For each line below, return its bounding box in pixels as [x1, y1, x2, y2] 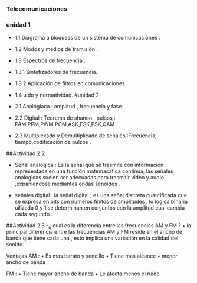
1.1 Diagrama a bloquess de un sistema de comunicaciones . [14, 34, 160, 41]
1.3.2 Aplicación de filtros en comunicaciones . [14, 80, 128, 87]
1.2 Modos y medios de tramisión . [14, 46, 98, 53]
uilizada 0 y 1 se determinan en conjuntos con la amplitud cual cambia [14, 204, 185, 211]
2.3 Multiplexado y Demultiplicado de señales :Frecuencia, [14, 132, 157, 139]
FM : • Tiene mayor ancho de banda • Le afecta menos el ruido [6, 270, 160, 277]
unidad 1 [6, 20, 31, 28]
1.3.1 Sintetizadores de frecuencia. [14, 69, 98, 76]
